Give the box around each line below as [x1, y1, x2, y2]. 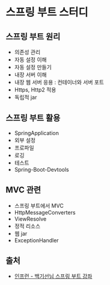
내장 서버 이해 [14, 71, 47, 78]
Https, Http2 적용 [14, 86, 57, 93]
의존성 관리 [14, 49, 41, 55]
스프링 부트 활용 [5, 113, 61, 124]
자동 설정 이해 [14, 56, 47, 63]
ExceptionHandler [14, 236, 59, 244]
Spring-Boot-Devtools [14, 166, 70, 173]
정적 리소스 [14, 222, 41, 230]
